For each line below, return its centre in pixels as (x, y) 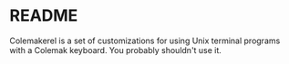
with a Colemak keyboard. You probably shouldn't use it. (115, 50)
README (44, 16)
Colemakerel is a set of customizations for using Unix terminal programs (145, 41)
